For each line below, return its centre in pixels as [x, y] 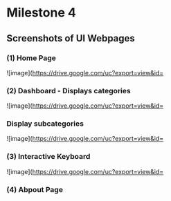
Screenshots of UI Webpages [71, 38]
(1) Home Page [31, 58]
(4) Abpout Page [35, 189]
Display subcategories [45, 124]
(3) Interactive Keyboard [48, 157]
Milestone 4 [42, 13]
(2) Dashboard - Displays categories [69, 90]
